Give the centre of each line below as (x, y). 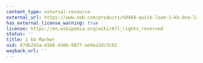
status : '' (20, 34)
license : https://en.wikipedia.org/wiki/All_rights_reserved (85, 28)
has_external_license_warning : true (52, 23)
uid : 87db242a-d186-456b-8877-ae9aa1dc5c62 (62, 46)
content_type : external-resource (48, 12)
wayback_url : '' (27, 51)
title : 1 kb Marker (31, 40)
